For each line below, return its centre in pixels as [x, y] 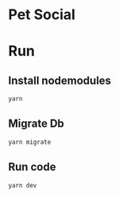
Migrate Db [36, 124]
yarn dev [23, 185]
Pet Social [42, 15]
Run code [32, 167]
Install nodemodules [60, 80]
